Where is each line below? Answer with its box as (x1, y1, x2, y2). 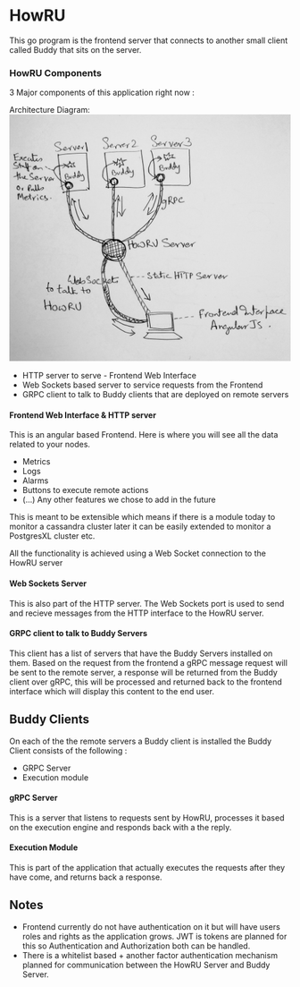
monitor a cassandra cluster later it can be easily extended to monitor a (9, 521, 271, 532)
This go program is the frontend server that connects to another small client (9, 35, 288, 46)
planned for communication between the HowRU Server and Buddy (21, 959, 271, 970)
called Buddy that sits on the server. (9, 44, 142, 55)
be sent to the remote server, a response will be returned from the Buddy (9, 667, 279, 677)
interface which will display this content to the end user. (9, 685, 214, 696)
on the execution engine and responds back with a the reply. (9, 821, 232, 832)
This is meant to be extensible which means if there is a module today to (9, 512, 276, 523)
